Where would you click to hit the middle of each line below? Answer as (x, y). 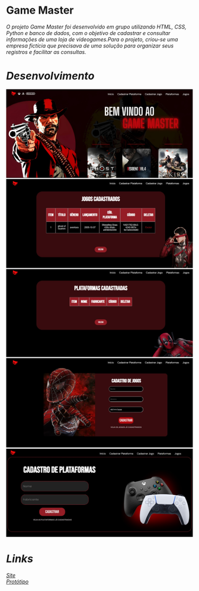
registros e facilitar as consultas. (46, 52)
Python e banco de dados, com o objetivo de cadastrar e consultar (88, 33)
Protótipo (17, 582)
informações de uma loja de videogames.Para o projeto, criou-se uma (92, 39)
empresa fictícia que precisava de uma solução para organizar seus (90, 46)
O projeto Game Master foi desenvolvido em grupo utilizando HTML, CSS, (96, 27)
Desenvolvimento (50, 76)
